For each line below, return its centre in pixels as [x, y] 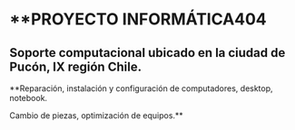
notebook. [29, 98]
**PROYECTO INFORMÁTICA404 [138, 19]
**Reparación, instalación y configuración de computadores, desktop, [142, 88]
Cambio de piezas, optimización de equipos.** [96, 116]
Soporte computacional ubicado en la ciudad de [147, 53]
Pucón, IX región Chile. [76, 66]
